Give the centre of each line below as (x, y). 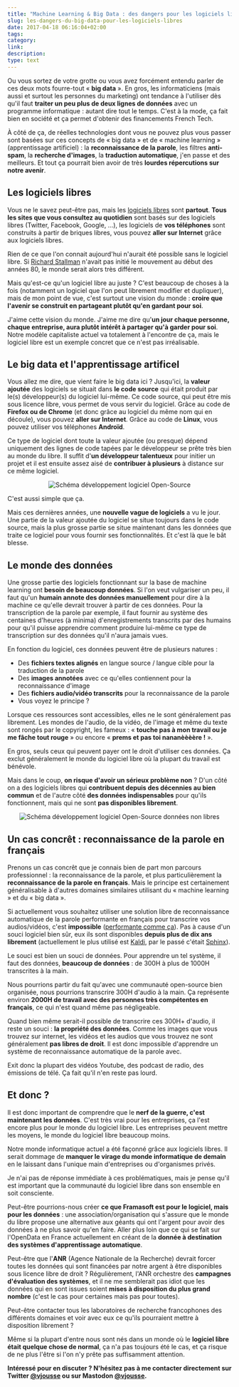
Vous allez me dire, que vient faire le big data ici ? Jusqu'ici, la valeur (109, 381)
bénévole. (22, 766)
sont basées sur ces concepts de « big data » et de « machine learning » (114, 140)
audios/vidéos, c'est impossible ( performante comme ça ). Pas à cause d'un (119, 927)
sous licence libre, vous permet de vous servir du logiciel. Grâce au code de (119, 404)
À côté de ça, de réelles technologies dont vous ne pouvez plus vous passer (119, 132)
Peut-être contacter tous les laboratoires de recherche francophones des (115, 1310)
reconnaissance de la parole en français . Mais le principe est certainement (118, 882)
